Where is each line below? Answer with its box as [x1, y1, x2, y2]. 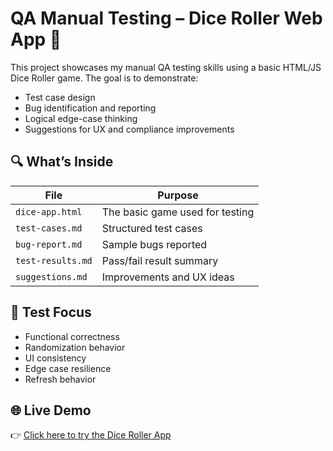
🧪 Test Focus [10, 304, 92, 321]
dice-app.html [15, 206, 83, 217]
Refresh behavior [24, 373, 97, 385]
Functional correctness [24, 330, 120, 342]
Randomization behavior [24, 341, 126, 353]
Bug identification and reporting [24, 102, 157, 114]
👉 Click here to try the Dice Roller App [10, 429, 172, 441]
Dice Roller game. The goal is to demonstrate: [10, 72, 199, 84]
